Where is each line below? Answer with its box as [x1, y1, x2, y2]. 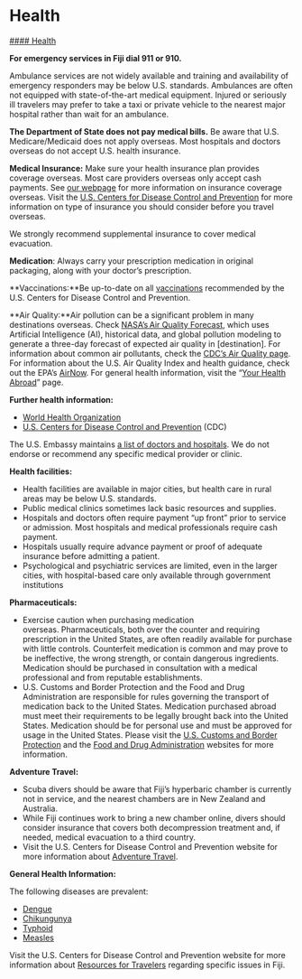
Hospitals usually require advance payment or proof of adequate [22, 541, 263, 552]
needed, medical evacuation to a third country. [22, 832, 197, 843]
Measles [22, 932, 54, 943]
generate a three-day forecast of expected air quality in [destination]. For [9, 338, 281, 349]
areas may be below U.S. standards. [22, 493, 157, 504]
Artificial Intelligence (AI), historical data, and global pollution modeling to [9, 329, 282, 340]
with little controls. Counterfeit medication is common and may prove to [22, 643, 288, 654]
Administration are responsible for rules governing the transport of [22, 691, 270, 702]
